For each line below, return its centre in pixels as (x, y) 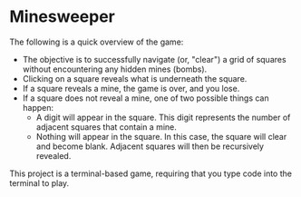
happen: (38, 107)
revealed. (53, 155)
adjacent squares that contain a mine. (106, 127)
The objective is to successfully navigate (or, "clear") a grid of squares (155, 59)
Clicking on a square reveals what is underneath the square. (135, 78)
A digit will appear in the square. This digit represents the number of (163, 117)
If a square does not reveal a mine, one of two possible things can (146, 98)
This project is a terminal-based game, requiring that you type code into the (151, 173)
